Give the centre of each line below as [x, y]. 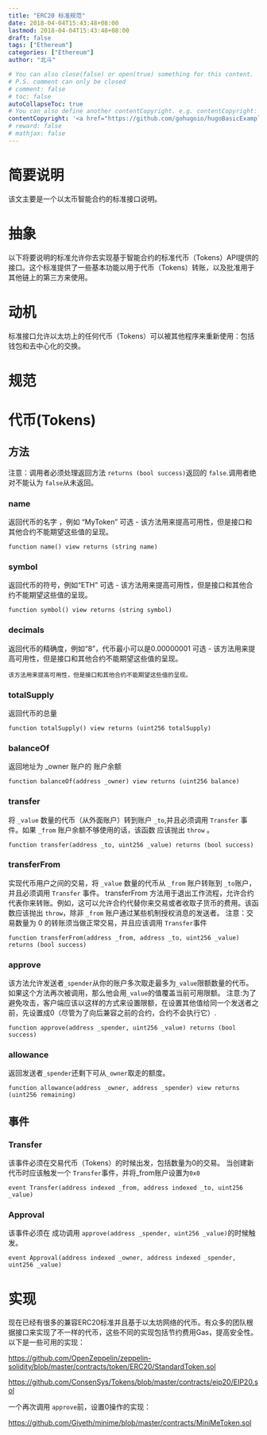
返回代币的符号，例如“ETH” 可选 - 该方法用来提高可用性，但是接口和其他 [127, 585]
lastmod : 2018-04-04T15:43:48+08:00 [69, 30]
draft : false [30, 38]
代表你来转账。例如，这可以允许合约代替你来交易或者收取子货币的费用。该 [130, 902]
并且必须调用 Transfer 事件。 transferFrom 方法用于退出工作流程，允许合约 [131, 893]
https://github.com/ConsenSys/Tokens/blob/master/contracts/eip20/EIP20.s [133, 1382]
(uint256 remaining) [43, 1095]
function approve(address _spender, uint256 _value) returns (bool [122, 1028]
